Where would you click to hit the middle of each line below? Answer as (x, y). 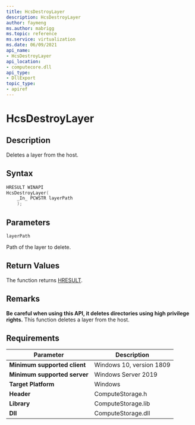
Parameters (28, 222)
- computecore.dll (29, 67)
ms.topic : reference (32, 34)
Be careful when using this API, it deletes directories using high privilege (98, 313)
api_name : (18, 51)
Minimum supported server (49, 374)
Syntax (20, 174)
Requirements (33, 338)
